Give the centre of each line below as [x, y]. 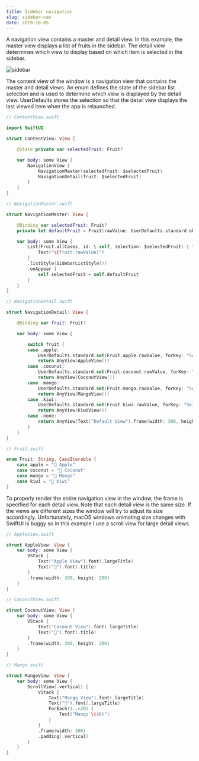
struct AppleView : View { [38, 545]
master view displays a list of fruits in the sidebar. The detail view [86, 46]
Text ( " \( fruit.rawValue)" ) [71, 252]
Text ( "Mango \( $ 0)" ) [84, 714]
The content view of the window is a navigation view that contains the [91, 81]
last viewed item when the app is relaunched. [61, 107]
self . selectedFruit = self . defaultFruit [88, 274]
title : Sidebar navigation [39, 12]
